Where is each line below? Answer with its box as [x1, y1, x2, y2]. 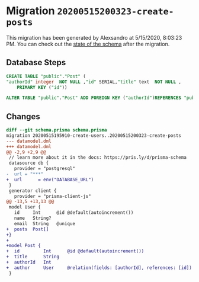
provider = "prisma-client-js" [14, 193, 92, 199]
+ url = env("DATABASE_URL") [6, 177, 94, 182]
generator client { [8, 188, 57, 194]
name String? [14, 215, 52, 222]
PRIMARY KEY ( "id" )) [17, 84, 68, 90]
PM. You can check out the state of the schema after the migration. [6, 40, 170, 47]
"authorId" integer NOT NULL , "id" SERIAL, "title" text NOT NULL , [6, 79, 182, 85]
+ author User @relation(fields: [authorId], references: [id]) [6, 265, 192, 271]
